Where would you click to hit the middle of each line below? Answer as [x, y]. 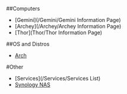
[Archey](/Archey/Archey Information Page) [68, 26]
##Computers [23, 9]
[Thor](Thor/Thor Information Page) [58, 33]
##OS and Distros [28, 44]
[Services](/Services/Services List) [58, 78]
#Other [15, 67]
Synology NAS [32, 85]
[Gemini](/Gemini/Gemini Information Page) [68, 20]
